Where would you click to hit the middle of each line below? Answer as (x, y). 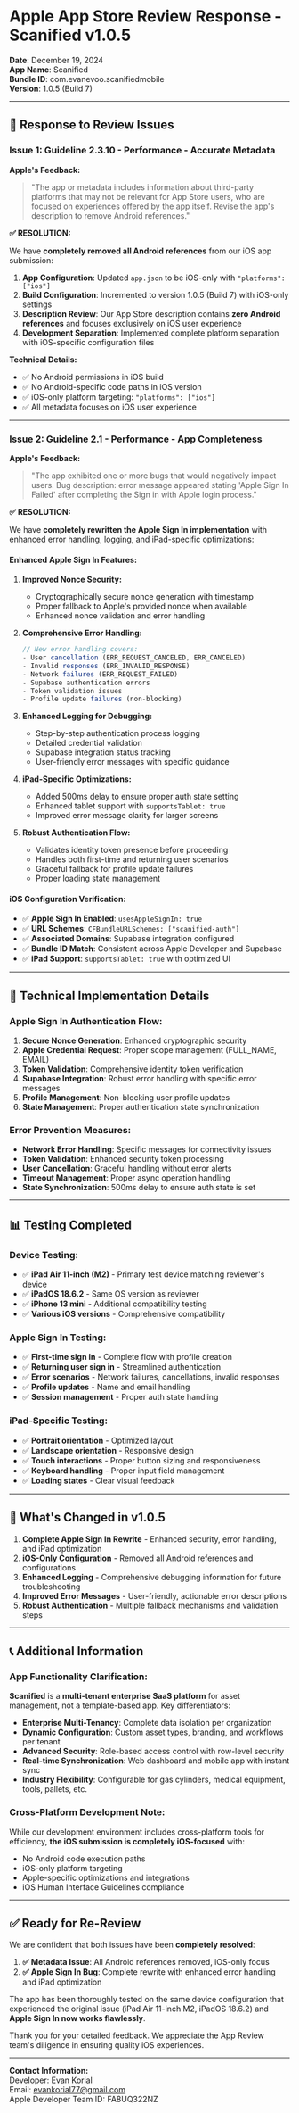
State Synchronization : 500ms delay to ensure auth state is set (139, 1188)
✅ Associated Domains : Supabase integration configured (128, 939)
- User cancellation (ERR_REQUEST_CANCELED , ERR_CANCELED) (134, 658)
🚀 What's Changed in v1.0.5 (88, 1517)
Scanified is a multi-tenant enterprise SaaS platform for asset (125, 1696)
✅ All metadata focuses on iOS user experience (109, 407)
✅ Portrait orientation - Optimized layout (97, 1440)
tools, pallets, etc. (54, 1789)
